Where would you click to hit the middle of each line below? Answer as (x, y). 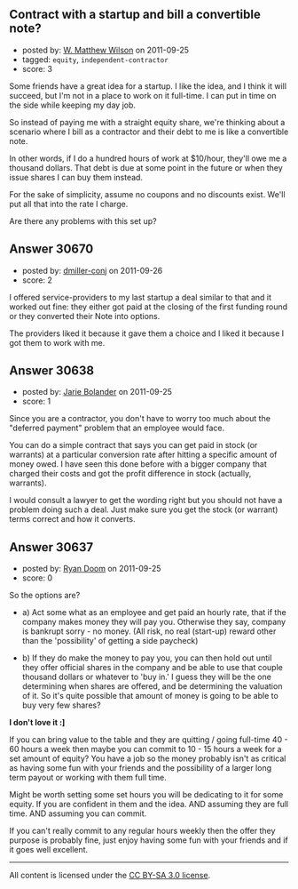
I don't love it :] (37, 723)
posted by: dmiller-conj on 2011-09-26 (92, 270)
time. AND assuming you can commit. (78, 813)
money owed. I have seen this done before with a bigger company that (138, 464)
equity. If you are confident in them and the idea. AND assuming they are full (149, 805)
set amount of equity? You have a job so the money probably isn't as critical (148, 758)
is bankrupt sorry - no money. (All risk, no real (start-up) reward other (149, 631)
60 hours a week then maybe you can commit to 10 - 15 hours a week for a (145, 749)
